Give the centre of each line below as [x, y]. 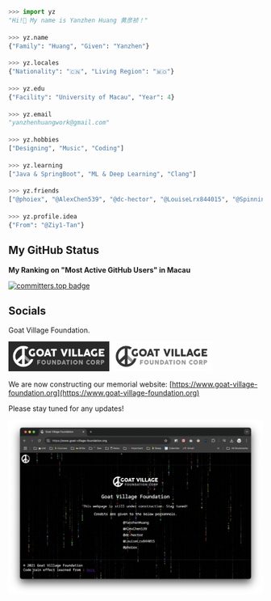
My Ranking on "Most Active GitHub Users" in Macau [100, 269]
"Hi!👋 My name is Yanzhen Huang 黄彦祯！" [78, 20]
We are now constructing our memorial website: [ [90, 384]
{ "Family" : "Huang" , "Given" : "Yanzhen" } [79, 46]
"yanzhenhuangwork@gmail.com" [59, 123]
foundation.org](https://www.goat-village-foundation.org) [104, 393]
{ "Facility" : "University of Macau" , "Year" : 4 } [92, 97]
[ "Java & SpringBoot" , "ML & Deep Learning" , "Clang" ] [102, 174]
